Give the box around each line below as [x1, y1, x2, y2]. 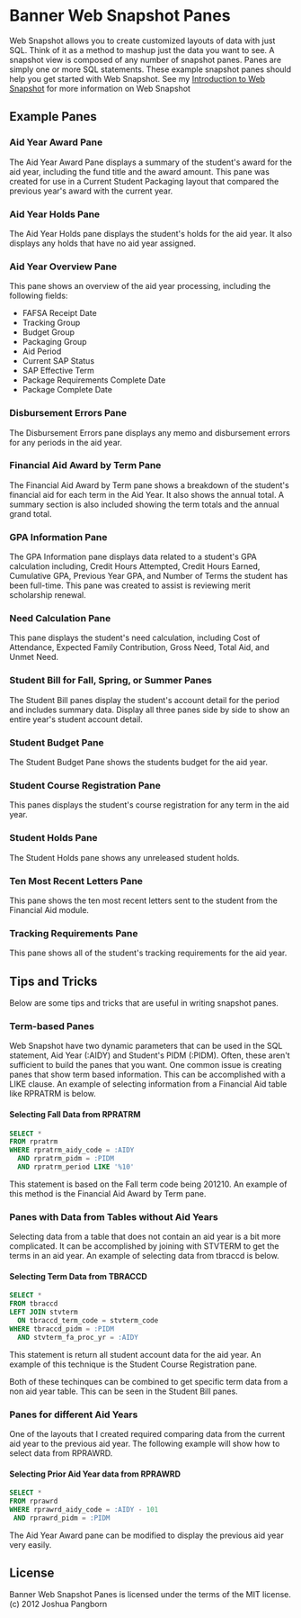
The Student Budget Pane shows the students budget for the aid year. [9, 757, 268, 767]
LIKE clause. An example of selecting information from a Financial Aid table [9, 1079, 288, 1089]
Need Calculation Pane [9, 612, 111, 625]
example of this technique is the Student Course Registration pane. [9, 1359, 258, 1369]
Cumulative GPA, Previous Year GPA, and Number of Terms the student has [9, 571, 288, 582]
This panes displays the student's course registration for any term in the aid [9, 800, 289, 810]
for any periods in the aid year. [9, 437, 123, 447]
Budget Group [22, 327, 75, 338]
